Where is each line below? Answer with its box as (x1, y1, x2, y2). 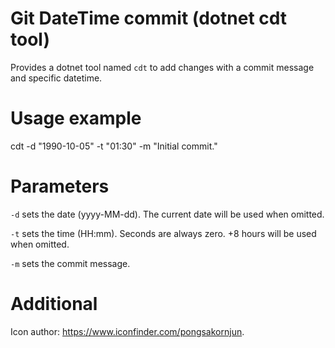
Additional (10, 293, 98, 315)
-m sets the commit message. (10, 257, 131, 269)
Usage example (10, 107, 142, 130)
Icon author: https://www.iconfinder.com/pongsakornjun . (10, 325, 245, 337)
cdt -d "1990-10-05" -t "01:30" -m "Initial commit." (10, 140, 218, 152)
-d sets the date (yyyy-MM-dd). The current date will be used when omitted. (10, 208, 325, 220)
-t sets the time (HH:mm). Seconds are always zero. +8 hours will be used (10, 227, 317, 239)
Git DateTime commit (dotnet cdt (10, 7, 288, 30)
